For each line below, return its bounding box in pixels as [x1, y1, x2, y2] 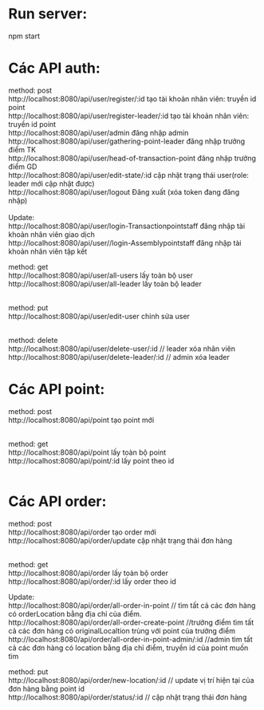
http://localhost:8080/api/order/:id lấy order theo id [8, 576, 177, 586]
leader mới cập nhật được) [8, 179, 95, 188]
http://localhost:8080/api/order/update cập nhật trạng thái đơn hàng [8, 535, 233, 545]
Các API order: [8, 492, 107, 511]
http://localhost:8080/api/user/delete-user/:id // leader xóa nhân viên [8, 344, 235, 353]
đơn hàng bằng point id [8, 684, 85, 693]
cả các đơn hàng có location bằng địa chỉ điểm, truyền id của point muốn [8, 643, 249, 653]
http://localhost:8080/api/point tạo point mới [8, 415, 155, 424]
